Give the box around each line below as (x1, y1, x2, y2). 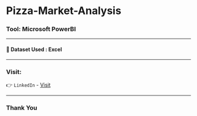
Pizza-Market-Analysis (6, 4, 121, 18)
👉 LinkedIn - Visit (6, 81, 51, 88)
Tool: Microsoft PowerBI (6, 25, 76, 33)
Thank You (6, 104, 38, 112)
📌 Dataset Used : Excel (6, 46, 62, 53)
